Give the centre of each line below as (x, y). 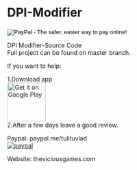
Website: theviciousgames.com (51, 158)
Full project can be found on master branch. (69, 52)
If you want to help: (34, 66)
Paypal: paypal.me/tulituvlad (47, 138)
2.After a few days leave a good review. (63, 125)
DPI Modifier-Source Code (45, 45)
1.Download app (30, 79)
